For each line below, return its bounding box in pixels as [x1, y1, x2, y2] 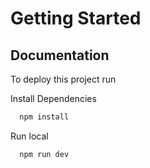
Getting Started [10, 7, 142, 30]
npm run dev [19, 149, 70, 159]
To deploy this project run [10, 73, 117, 85]
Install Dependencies [10, 93, 97, 104]
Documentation [10, 47, 110, 64]
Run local [10, 130, 49, 142]
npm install [19, 112, 70, 122]
